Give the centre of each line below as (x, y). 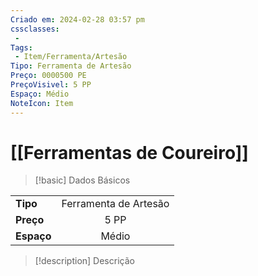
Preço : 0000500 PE (48, 76)
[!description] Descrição (84, 261)
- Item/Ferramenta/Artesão (71, 57)
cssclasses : (35, 29)
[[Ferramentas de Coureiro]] (129, 152)
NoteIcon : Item (42, 103)
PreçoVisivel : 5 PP (51, 85)
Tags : (21, 47)
